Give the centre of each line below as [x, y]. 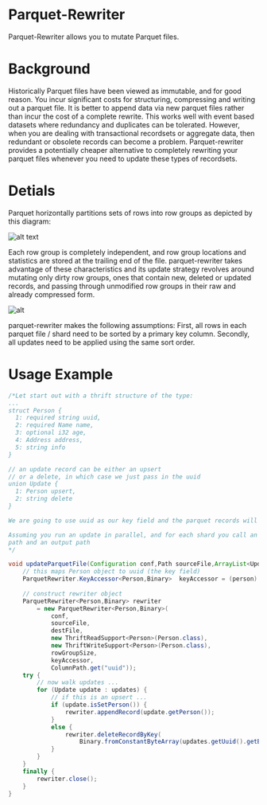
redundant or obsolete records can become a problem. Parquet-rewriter [126, 142]
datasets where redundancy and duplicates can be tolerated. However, [124, 124]
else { [62, 727]
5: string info [41, 447]
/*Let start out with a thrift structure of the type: [101, 396]
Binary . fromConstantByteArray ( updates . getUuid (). [163, 742]
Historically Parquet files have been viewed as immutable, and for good [125, 91]
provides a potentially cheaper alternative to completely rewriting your [123, 150]
